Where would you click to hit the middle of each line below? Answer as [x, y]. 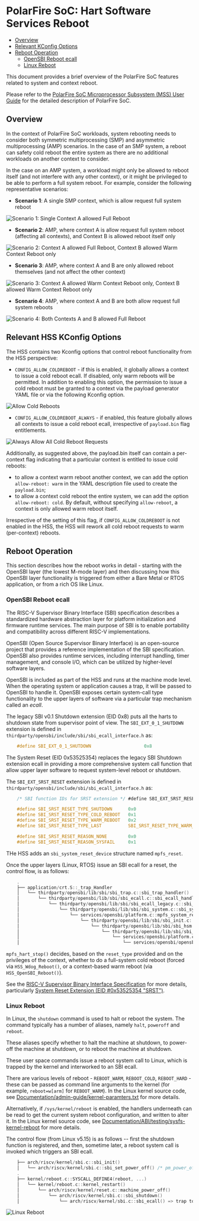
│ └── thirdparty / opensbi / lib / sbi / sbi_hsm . [106, 926]
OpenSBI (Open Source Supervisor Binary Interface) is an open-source [93, 643]
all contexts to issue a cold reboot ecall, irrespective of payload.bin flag [102, 424]
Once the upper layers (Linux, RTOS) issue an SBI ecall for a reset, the [92, 865]
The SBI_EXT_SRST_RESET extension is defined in [64, 781]
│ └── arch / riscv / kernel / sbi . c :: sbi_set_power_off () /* [90, 1168]
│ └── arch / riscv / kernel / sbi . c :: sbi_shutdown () [90, 1196]
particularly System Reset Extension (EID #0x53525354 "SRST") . [85, 991]
